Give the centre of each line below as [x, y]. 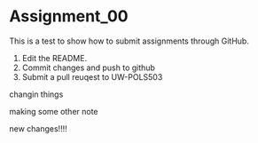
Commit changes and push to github [88, 68]
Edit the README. [54, 58]
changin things [36, 94]
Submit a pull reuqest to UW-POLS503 [92, 76]
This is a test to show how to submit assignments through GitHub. [129, 41]
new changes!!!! [39, 128]
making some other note [54, 111]
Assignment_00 [69, 16]
